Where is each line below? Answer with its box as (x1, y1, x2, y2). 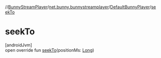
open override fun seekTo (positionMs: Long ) (5, 47, 94, 53)
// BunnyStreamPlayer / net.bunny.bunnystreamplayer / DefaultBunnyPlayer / (5, 4, 152, 10)
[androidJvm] (5, 42, 33, 48)
